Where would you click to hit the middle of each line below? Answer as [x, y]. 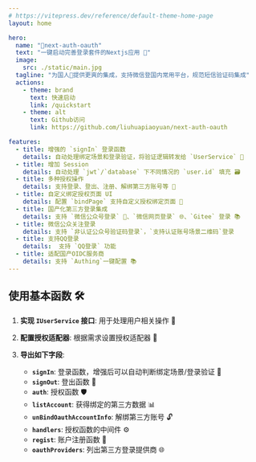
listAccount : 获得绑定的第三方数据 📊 [93, 404]
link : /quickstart [60, 105]
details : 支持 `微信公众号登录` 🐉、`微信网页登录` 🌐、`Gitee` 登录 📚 [132, 217]
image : [26, 60]
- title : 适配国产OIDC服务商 [60, 254]
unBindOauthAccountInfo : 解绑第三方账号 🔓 [102, 417]
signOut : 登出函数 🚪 [64, 382]
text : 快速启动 [53, 97]
